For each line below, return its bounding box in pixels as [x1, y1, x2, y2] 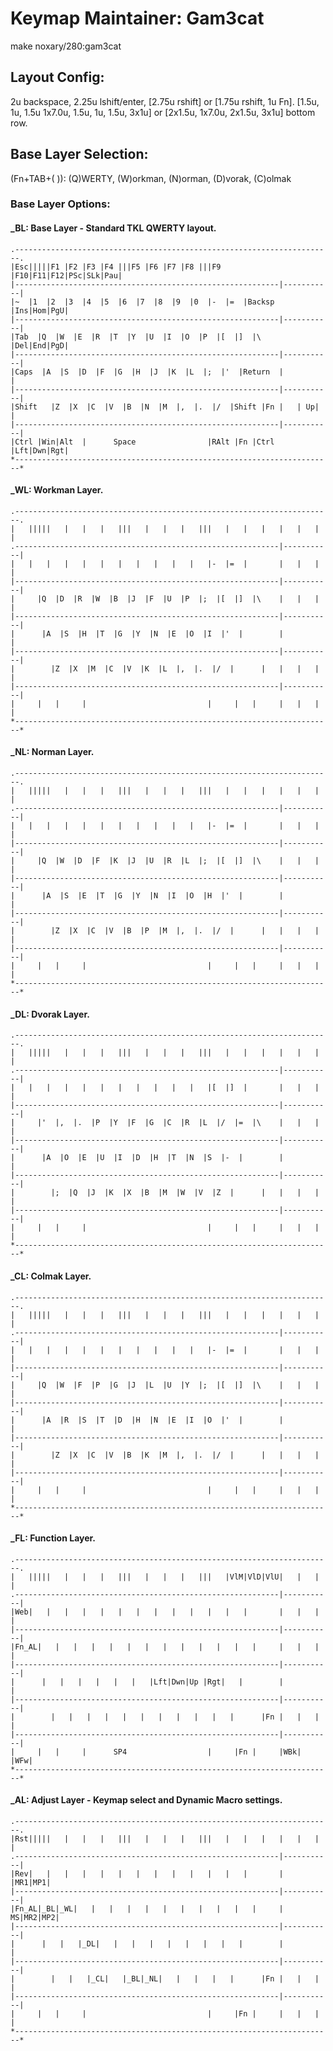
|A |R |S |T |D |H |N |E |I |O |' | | [41, 1415, 284, 1425]
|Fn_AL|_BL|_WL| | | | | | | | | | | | [10, 1903, 284, 1914]
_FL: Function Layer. [10, 1532, 97, 1544]
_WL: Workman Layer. [10, 484, 104, 496]
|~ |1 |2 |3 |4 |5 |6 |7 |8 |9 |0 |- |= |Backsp [10, 297, 275, 307]
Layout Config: [10, 69, 105, 86]
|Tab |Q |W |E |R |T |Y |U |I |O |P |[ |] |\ [10, 332, 262, 342]
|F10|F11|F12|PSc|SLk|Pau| [10, 270, 123, 281]
